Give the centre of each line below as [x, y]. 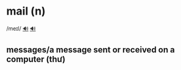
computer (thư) [36, 59]
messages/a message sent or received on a [90, 50]
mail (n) [26, 11]
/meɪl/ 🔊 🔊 [21, 28]
